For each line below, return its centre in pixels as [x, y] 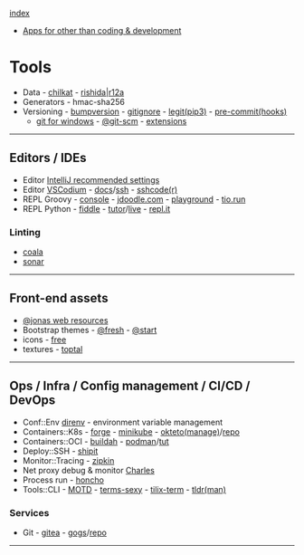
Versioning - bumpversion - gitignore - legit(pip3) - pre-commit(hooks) [155, 111]
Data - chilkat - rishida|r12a [73, 92]
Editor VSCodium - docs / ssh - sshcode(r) [100, 189]
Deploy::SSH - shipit [60, 451]
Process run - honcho [63, 480]
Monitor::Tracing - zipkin [68, 460]
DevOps [33, 401]
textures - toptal [52, 349]
